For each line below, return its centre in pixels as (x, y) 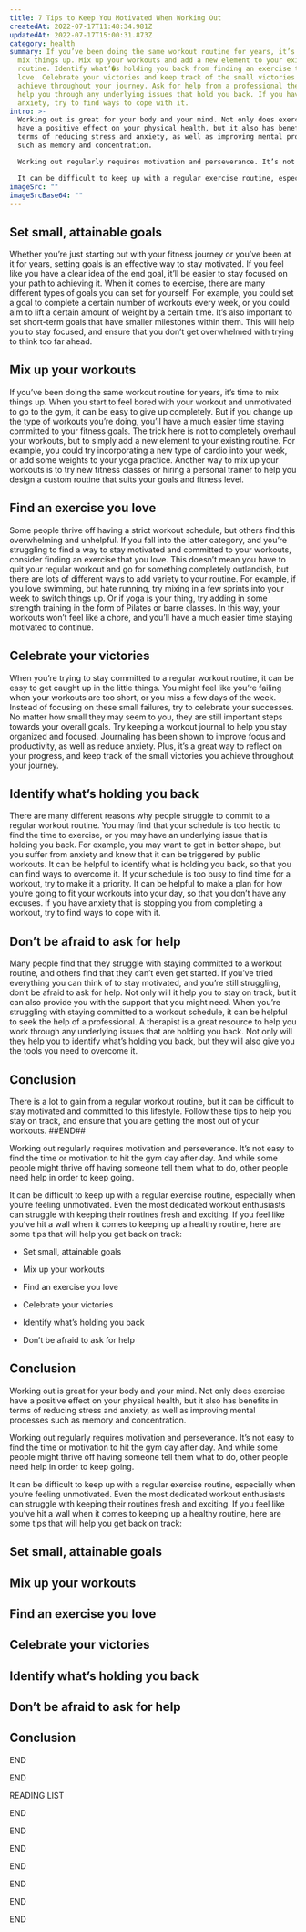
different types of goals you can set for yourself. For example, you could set (152, 293)
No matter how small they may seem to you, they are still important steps (146, 717)
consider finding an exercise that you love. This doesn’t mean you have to (148, 559)
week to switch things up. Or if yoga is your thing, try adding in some (139, 598)
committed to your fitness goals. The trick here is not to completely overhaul (153, 431)
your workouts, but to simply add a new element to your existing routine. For (153, 440)
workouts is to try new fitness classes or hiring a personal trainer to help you (153, 469)
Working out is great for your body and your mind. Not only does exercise (148, 1391)
